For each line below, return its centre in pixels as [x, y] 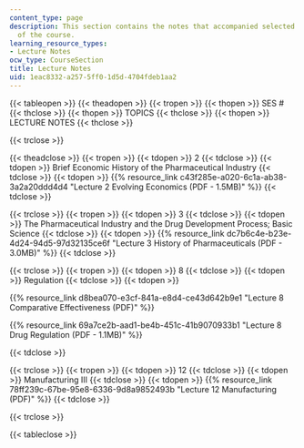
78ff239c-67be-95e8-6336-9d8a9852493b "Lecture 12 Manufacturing [143, 389]
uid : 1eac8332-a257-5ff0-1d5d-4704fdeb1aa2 [93, 77]
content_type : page [46, 18]
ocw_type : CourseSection [56, 60]
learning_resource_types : [58, 43]
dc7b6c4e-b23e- [259, 233]
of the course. [46, 35]
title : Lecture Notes [51, 69]
